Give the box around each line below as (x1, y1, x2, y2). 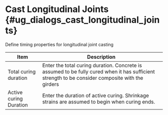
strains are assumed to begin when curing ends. (42, 98, 155, 105)
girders (42, 80, 59, 87)
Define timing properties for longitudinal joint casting (5, 41, 114, 47)
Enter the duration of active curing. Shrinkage (42, 92, 149, 99)
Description (87, 53, 116, 60)
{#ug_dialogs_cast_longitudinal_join (5, 14, 160, 26)
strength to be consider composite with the (42, 74, 143, 81)
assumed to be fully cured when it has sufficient (42, 68, 155, 75)
